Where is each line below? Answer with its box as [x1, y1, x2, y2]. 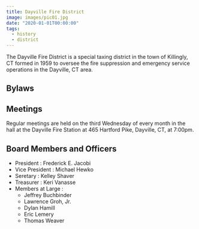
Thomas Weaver [23, 217, 65, 224]
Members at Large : [14, 185, 64, 192]
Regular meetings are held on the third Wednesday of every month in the [6, 120, 186, 127]
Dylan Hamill [23, 204, 55, 212]
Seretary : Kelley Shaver [14, 173, 75, 180]
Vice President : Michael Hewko [14, 166, 94, 173]
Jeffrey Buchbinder [23, 192, 72, 199]
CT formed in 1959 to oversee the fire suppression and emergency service [6, 60, 190, 67]
